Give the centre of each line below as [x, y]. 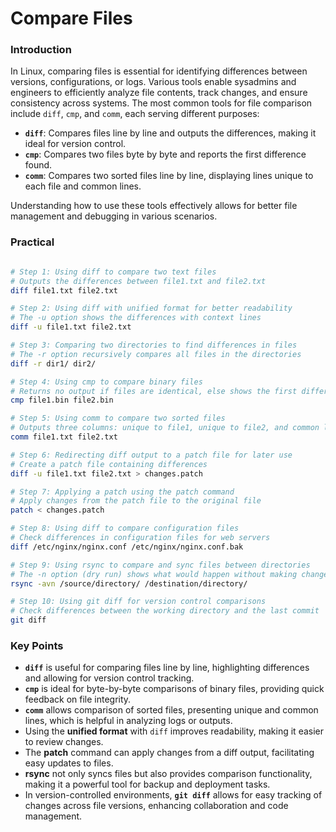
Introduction [41, 50]
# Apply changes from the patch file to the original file [136, 501]
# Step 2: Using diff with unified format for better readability [151, 308]
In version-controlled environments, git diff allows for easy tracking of [173, 795]
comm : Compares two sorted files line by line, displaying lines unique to [169, 176]
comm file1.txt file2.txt [64, 437]
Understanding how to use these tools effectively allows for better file [154, 206]
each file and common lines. [83, 186]
